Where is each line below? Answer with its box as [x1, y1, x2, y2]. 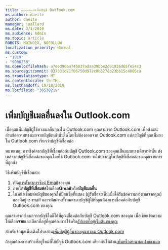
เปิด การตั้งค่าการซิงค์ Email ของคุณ [12, 180, 71, 186]
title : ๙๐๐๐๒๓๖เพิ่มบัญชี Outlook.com [5, 7, 75, 13]
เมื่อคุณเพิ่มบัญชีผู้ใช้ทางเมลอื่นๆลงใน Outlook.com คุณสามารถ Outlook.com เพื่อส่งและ [5, 126, 158, 132]
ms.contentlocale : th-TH [5, 78, 58, 83]
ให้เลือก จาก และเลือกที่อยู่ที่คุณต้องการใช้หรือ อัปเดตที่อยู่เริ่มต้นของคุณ [5, 219, 118, 225]
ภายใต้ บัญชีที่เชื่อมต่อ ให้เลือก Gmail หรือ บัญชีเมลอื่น [12, 186, 97, 192]
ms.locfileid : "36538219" [5, 87, 60, 93]
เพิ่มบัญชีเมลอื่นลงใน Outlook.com [5, 110, 131, 121]
